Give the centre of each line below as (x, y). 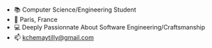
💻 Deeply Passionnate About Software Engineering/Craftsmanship (109, 27)
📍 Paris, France (35, 20)
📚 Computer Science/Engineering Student (75, 10)
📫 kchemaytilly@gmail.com (54, 37)
